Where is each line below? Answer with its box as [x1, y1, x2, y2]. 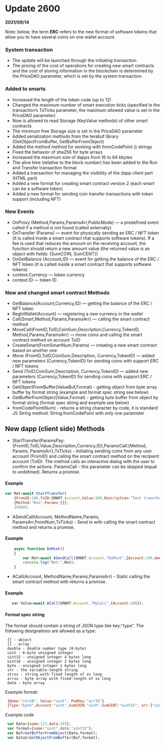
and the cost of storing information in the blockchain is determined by [12, 68, 154, 74]
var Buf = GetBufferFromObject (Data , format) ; [7, 731, 98, 736]
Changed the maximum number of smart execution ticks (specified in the [12, 102, 160, 108]
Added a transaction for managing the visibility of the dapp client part [12, 170, 153, 176]
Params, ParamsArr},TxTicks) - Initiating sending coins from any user [12, 448, 152, 454]
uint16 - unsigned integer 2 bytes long [7, 659, 91, 664]
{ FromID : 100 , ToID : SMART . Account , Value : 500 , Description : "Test [14, 496, 141, 501]
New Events [5, 208, 34, 215]
